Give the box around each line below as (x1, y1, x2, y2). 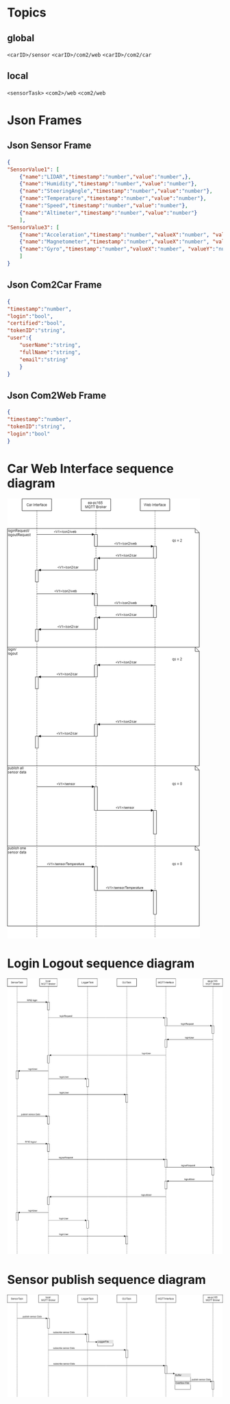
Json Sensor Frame (7, 139, 92, 152)
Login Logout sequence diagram (7, 956, 195, 971)
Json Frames (7, 113, 82, 128)
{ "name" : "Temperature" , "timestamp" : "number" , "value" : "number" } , (19, 195, 207, 202)
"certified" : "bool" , (7, 320, 66, 327)
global (7, 32, 35, 44)
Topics (7, 5, 47, 21)
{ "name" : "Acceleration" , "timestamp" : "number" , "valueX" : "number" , (19, 231, 210, 238)
